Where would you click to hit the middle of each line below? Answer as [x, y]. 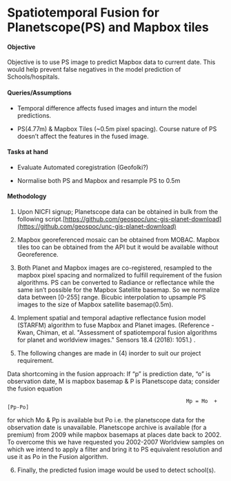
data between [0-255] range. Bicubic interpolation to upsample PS [111, 297]
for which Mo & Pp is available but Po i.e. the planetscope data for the [106, 420]
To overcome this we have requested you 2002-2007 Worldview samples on [116, 442]
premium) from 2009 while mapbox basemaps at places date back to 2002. [114, 435]
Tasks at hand [28, 152]
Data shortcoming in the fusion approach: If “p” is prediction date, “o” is [109, 374]
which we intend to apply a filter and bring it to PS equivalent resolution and [115, 449]
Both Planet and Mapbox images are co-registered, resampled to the [114, 268]
